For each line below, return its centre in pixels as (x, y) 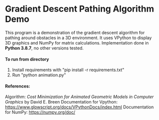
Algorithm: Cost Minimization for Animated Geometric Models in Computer (79, 97)
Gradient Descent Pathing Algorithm (79, 9)
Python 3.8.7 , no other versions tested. (44, 48)
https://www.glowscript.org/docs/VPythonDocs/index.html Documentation (79, 107)
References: (18, 86)
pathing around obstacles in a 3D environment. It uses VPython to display (78, 38)
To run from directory (27, 59)
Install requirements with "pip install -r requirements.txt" (68, 70)
